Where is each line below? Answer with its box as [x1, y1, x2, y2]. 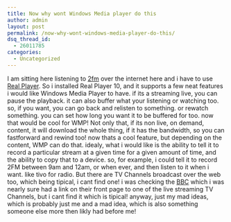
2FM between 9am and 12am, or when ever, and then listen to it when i [7, 162, 209, 171]
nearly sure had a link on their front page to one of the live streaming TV [7, 185, 214, 193]
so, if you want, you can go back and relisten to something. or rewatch [7, 103, 209, 112]
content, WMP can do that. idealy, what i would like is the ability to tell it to [7, 140, 219, 149]
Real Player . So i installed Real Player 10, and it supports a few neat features [7, 81, 223, 90]
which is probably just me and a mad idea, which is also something [7, 199, 198, 208]
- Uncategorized [13, 55, 60, 62]
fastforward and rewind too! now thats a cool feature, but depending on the [7, 133, 222, 142]
